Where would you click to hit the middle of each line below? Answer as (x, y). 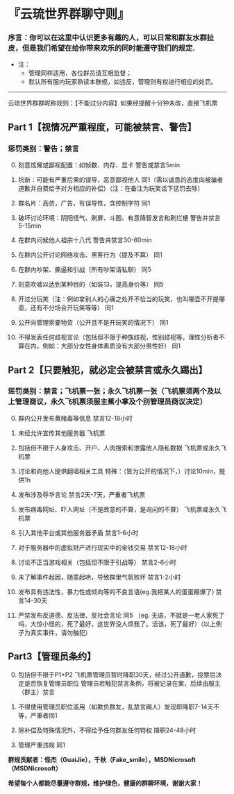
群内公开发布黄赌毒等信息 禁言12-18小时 (75, 418)
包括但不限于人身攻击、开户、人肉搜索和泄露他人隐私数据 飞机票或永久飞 (122, 448)
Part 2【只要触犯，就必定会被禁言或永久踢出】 (108, 370)
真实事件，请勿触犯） (61, 632)
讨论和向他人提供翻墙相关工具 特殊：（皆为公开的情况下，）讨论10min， (118, 471)
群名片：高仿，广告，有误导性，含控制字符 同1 (84, 203)
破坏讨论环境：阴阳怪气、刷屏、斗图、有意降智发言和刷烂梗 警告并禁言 (119, 218)
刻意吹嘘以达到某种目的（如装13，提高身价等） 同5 (91, 285)
